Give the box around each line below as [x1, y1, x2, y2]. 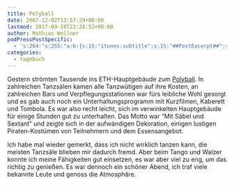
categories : [7, 50, 42, 57]
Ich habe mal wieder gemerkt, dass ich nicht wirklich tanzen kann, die [7, 140, 208, 149]
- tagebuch [13, 56, 45, 63]
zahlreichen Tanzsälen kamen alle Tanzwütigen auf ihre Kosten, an [7, 82, 198, 91]
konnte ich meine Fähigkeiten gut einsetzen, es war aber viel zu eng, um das [7, 155, 227, 163]
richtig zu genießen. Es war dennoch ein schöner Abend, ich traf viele [7, 162, 208, 171]
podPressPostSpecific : [7, 36, 73, 43]
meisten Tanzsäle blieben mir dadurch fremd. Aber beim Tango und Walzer [7, 147, 223, 156]
